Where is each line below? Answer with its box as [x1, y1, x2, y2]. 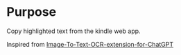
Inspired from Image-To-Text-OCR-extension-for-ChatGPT [6, 40, 174, 48]
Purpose [6, 4, 57, 20]
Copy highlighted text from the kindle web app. [6, 27, 141, 35]
